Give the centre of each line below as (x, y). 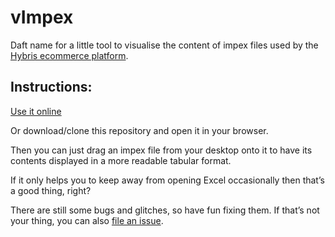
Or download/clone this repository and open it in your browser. (139, 130)
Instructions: (51, 87)
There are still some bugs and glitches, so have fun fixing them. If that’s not (165, 210)
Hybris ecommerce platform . (69, 55)
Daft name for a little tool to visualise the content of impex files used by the (164, 45)
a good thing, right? (51, 190)
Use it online (36, 111)
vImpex (42, 17)
